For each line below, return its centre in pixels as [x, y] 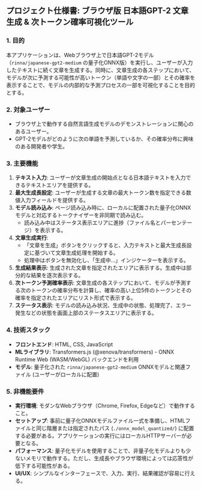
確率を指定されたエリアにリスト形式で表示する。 [75, 298]
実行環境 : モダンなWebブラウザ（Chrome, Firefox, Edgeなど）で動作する [105, 405]
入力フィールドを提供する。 [54, 200]
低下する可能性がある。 [44, 465]
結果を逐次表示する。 [57, 275]
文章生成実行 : [31, 238]
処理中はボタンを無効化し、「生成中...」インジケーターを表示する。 [106, 260]
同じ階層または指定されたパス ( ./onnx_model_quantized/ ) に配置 [115, 428]
